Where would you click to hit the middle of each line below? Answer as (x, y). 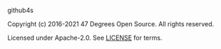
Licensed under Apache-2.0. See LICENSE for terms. (85, 38)
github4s (21, 10)
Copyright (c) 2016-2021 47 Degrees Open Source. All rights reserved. (111, 24)
